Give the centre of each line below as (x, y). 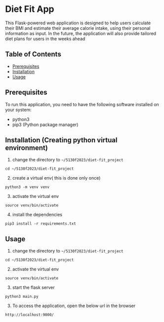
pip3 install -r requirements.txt (41, 224)
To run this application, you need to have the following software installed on (82, 104)
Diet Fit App (30, 9)
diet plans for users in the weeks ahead (45, 39)
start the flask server (34, 288)
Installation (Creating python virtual (61, 140)
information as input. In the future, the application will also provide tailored (81, 33)
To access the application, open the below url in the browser (74, 306)
